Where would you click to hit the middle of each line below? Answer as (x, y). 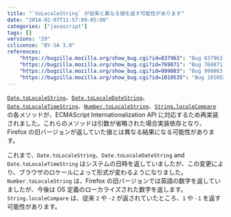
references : (24, 52)
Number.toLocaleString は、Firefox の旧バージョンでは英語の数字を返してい (114, 181)
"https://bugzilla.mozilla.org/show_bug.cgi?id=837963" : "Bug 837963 (121, 58)
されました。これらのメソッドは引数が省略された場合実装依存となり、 (107, 124)
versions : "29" (29, 39)
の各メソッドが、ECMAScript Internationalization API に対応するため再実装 (113, 115)
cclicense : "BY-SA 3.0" (41, 45)
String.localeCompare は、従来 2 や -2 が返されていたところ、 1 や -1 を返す (114, 198)
